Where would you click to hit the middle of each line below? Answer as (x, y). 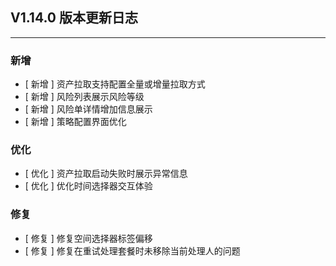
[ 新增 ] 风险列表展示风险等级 (84, 97)
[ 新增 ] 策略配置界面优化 (75, 122)
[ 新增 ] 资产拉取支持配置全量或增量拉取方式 (115, 84)
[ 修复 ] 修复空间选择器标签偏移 (88, 238)
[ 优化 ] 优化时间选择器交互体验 (88, 186)
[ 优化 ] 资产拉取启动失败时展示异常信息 (106, 174)
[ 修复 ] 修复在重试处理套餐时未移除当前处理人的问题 (132, 250)
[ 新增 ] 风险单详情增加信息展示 (88, 109)
